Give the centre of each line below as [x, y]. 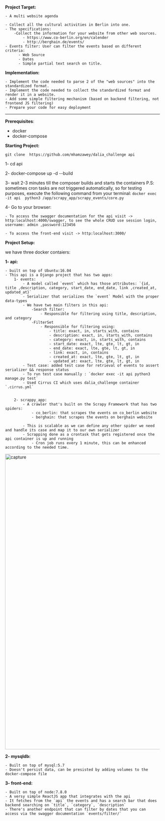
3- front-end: [19, 783]
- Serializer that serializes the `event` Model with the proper [91, 296]
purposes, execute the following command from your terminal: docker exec [81, 193]
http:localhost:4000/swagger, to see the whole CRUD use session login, [81, 221]
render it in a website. [30, 95]
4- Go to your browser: [28, 207]
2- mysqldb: [18, 756]
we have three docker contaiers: [38, 252]
